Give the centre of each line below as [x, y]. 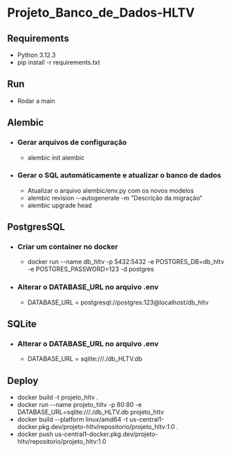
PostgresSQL [36, 227]
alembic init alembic [56, 157]
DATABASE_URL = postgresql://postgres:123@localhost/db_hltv [118, 302]
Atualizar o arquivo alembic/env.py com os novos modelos [111, 190]
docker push [35, 434]
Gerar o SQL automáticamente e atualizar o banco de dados [119, 175]
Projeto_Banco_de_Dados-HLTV [101, 13]
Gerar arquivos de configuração [72, 142]
